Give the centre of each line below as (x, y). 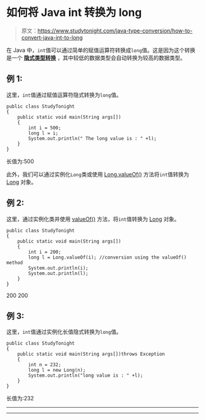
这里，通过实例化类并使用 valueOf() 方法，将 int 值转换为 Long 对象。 (93, 219)
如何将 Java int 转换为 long (74, 13)
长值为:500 (20, 161)
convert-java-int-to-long (52, 37)
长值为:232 (20, 399)
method (15, 263)
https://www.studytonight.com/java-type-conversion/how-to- (115, 31)
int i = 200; (45, 252)
